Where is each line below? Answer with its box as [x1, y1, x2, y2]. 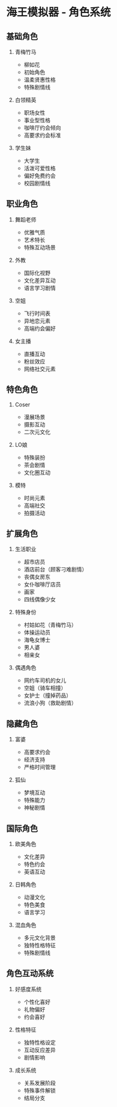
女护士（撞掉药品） [23, 692, 72, 699]
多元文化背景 [23, 934, 56, 941]
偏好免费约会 [23, 172, 56, 179]
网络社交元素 [23, 365, 56, 372]
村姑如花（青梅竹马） [23, 621, 77, 629]
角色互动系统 [6, 968, 54, 979]
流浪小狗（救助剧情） [23, 699, 77, 707]
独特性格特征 [23, 942, 56, 949]
